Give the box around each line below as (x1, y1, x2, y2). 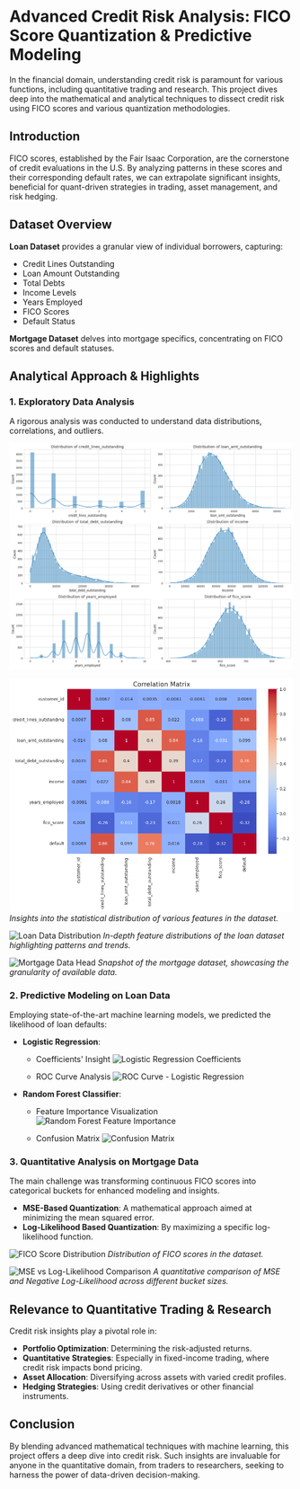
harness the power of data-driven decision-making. (9, 1469, 200, 1480)
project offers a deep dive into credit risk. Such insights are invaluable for (9, 1449, 281, 1461)
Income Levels (22, 287, 76, 297)
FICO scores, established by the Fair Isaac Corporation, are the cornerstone (9, 153, 290, 164)
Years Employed (22, 297, 84, 307)
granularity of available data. (9, 966, 118, 977)
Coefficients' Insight (35, 1053, 110, 1064)
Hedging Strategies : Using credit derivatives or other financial (22, 1381, 254, 1392)
